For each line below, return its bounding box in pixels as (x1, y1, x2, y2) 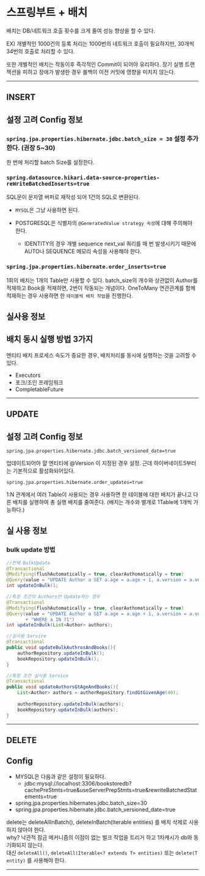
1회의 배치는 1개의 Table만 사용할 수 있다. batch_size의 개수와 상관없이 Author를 (6, 277, 198, 284)
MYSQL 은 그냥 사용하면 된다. (15, 206, 80, 214)
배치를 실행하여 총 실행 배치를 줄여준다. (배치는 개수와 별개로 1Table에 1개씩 (12, 499, 192, 506)
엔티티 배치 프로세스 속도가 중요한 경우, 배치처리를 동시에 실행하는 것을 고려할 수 (6, 351, 197, 358)
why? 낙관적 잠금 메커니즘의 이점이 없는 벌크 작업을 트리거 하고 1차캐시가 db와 (6, 833, 193, 841)
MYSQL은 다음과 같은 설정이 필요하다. (15, 773, 106, 780)
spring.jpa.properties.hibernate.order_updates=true (6, 480, 143, 486)
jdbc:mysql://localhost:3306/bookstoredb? (24, 779, 132, 787)
